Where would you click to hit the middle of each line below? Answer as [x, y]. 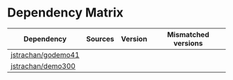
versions [188, 43]
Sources [100, 39]
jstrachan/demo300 [43, 66]
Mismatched [188, 34]
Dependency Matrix [65, 13]
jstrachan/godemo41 [45, 54]
